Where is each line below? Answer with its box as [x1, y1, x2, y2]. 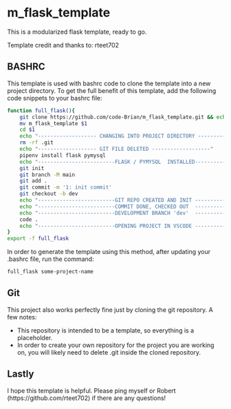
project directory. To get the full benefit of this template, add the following [7, 86, 217, 94]
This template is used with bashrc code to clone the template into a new [7, 79, 211, 87]
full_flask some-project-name [7, 269, 94, 275]
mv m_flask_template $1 [19, 120, 88, 127]
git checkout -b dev [19, 191, 78, 198]
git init [19, 165, 45, 171]
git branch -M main [19, 171, 76, 178]
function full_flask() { [7, 107, 76, 114]
